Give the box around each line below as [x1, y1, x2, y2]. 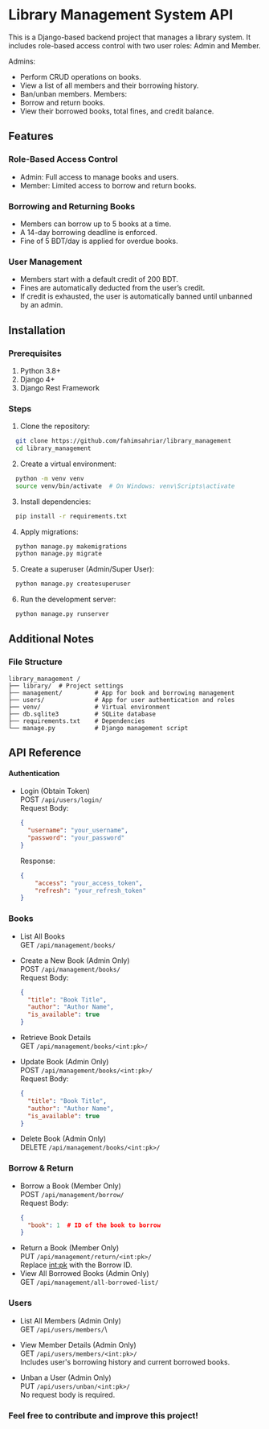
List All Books [19, 931, 66, 941]
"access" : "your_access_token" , [35, 879, 143, 887]
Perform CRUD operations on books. [19, 72, 142, 81]
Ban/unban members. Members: [19, 89, 128, 98]
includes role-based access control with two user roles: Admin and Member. [8, 40, 261, 50]
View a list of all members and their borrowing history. [19, 81, 199, 90]
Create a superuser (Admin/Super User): [19, 564, 155, 574]
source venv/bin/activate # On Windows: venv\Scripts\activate [15, 481, 235, 490]
